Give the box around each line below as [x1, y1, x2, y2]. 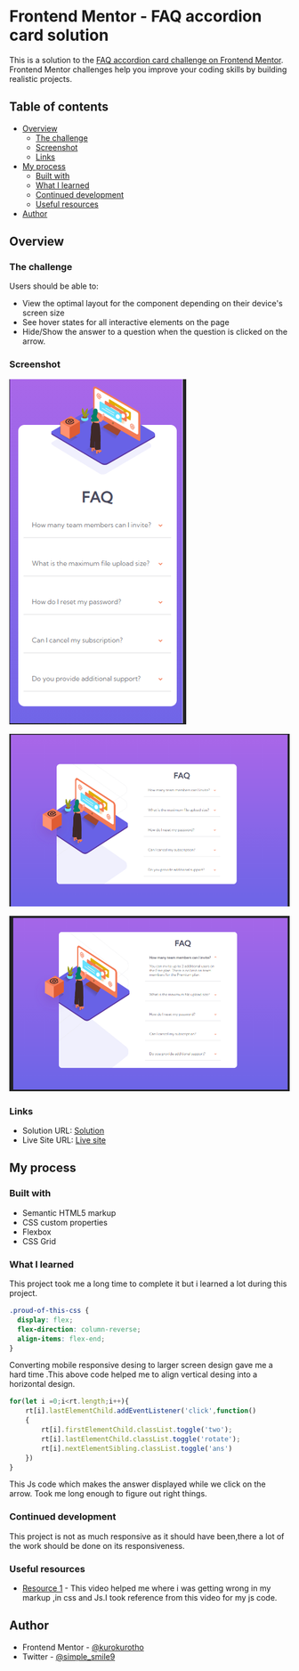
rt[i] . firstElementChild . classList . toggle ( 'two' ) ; [41, 1425, 233, 1434]
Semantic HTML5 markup [21, 1207, 117, 1218]
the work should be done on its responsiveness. [9, 1540, 185, 1551]
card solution [9, 25, 109, 45]
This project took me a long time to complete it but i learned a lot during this [9, 1278, 287, 1289]
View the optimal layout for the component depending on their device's [21, 298, 283, 309]
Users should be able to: [9, 281, 100, 291]
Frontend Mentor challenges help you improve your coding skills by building [9, 64, 287, 75]
